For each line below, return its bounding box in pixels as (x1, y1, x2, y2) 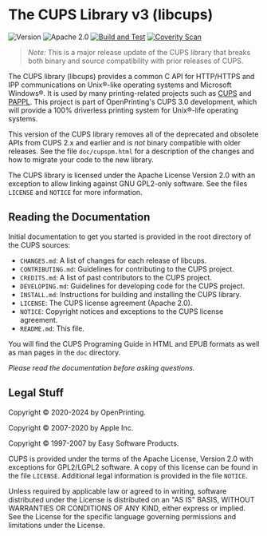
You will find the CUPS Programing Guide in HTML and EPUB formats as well (8, 339, 260, 348)
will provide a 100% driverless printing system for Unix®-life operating (8, 105, 239, 115)
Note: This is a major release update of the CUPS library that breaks (27, 47, 251, 57)
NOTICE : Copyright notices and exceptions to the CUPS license (19, 306, 224, 316)
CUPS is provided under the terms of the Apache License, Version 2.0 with (8, 454, 253, 463)
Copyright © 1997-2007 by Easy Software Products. (8, 438, 179, 448)
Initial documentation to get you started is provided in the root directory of (8, 232, 252, 241)
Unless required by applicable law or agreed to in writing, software (8, 486, 227, 496)
